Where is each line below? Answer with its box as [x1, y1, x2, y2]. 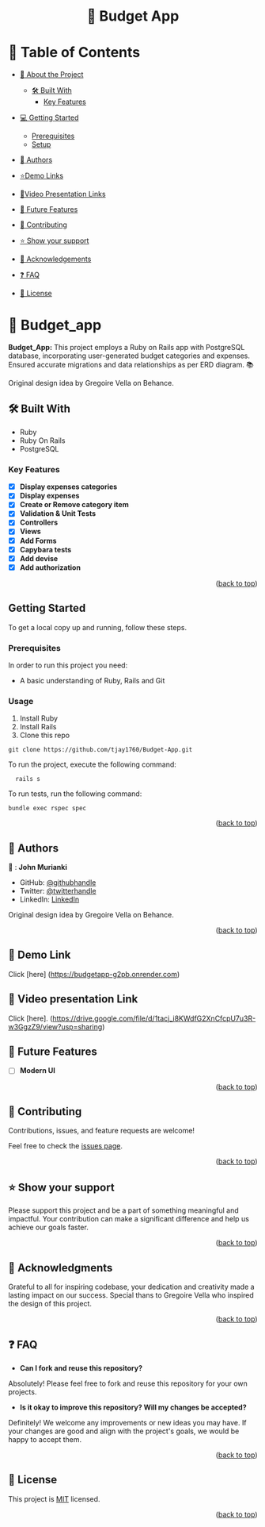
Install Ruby [19, 713, 58, 723]
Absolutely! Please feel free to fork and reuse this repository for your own [8, 1379, 248, 1388]
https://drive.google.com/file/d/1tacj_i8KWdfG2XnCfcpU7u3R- [52, 1014, 256, 1023]
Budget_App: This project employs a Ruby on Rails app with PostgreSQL [8, 343, 245, 352]
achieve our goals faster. [8, 1222, 89, 1233]
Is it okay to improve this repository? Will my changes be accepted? [19, 1402, 247, 1412]
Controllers [19, 517, 58, 527]
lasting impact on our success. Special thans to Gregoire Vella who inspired [8, 1290, 255, 1300]
